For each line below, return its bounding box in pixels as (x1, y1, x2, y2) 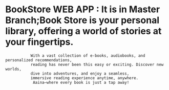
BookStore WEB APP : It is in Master (5, 4, 160, 15)
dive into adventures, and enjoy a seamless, (30, 71, 130, 76)
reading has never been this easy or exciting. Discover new (30, 62, 164, 67)
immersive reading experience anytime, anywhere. (30, 75, 139, 80)
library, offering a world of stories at (5, 26, 162, 37)
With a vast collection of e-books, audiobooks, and (30, 53, 145, 58)
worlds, (5, 66, 22, 72)
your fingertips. (5, 36, 74, 48)
